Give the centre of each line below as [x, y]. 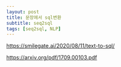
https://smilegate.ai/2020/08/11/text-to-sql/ [60, 46]
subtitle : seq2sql [29, 23]
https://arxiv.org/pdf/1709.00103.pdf [52, 57]
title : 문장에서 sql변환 [34, 18]
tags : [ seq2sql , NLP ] [34, 29]
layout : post [23, 12]
